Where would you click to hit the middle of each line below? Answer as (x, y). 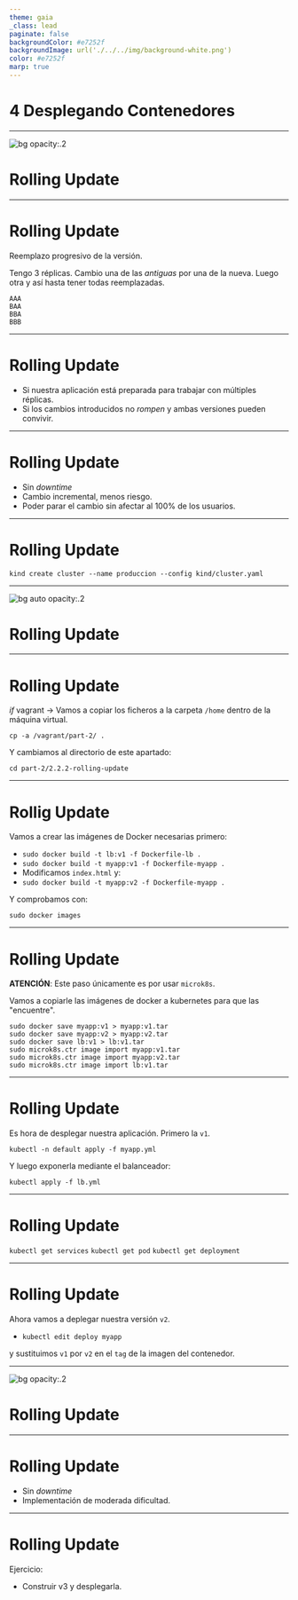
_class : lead (33, 26)
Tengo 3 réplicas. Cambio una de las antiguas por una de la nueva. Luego (144, 272)
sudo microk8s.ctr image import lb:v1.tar (89, 1066)
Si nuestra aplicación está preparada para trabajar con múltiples (139, 390)
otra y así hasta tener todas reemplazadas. (87, 282)
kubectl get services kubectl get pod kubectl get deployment (125, 1251)
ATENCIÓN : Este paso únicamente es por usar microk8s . (112, 984)
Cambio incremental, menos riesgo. (87, 496)
